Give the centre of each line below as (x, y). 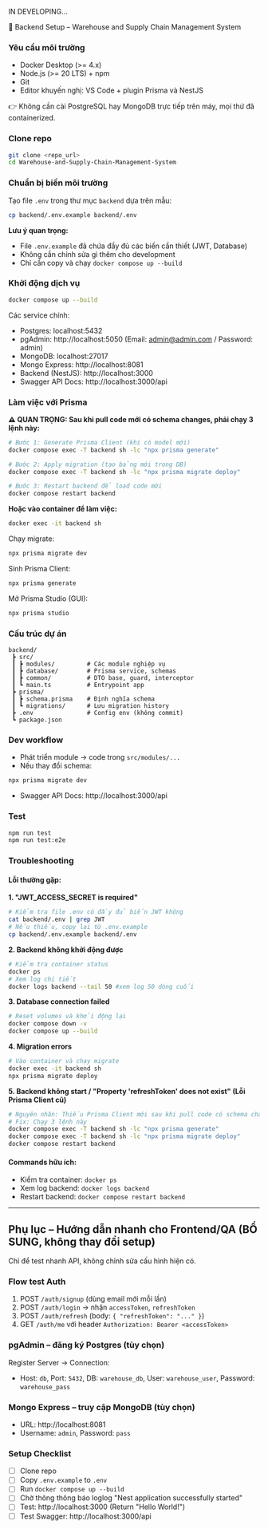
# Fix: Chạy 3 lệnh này (48, 1122)
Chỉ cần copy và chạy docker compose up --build (101, 263)
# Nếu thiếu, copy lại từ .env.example (78, 927)
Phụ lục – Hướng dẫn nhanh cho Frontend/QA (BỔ (133, 1229)
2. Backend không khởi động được (66, 950)
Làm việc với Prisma (48, 402)
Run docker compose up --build (72, 1489)
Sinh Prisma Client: (39, 568)
